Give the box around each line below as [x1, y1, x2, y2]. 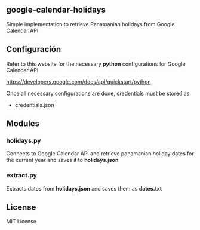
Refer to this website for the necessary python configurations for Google [6, 60, 186, 68]
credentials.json [14, 101, 55, 108]
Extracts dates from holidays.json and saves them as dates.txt [6, 185, 162, 192]
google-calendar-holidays [6, 5, 106, 15]
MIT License [6, 218, 37, 225]
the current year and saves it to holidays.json [6, 157, 119, 164]
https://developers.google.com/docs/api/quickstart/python [6, 78, 151, 85]
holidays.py [6, 136, 41, 145]
